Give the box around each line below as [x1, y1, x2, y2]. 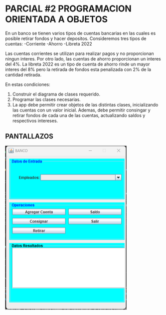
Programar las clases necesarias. [12, 96, 81, 102]
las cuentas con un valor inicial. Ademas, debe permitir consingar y [12, 107, 151, 113]
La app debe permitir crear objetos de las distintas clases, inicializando [12, 101, 159, 107]
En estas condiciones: [5, 81, 51, 87]
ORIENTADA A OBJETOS [5, 13, 108, 25]
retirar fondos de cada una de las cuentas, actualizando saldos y [12, 112, 146, 118]
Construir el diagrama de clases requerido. [12, 91, 101, 97]
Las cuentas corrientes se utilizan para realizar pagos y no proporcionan [5, 50, 154, 56]
